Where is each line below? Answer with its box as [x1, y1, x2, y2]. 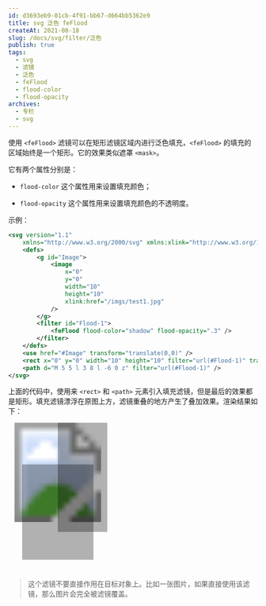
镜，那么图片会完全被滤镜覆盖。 [27, 589, 132, 599]
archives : [8, 100, 41, 108]
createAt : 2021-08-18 [8, 26, 80, 34]
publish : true [8, 41, 55, 49]
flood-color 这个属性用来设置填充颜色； [19, 181, 152, 191]
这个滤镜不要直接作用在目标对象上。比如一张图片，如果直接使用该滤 [27, 579, 250, 589]
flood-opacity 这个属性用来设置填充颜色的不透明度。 [19, 198, 193, 207]
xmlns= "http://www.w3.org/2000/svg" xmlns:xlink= [22, 238, 190, 246]
